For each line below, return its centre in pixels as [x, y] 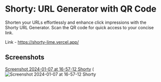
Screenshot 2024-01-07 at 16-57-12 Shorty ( [49, 69]
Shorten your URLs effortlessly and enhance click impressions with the [76, 22]
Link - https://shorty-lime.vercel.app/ [42, 42]
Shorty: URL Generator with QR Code [81, 9]
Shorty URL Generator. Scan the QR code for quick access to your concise [80, 27]
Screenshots [25, 57]
